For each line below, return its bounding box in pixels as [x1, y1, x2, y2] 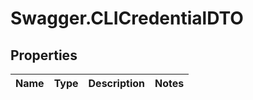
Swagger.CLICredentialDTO [10, 7, 244, 30]
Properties [10, 47, 78, 64]
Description [88, 77, 145, 90]
